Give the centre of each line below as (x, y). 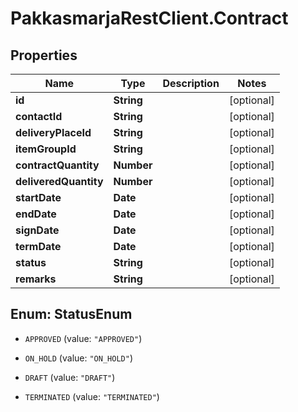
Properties (44, 55)
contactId (39, 116)
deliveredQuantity (59, 181)
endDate (36, 214)
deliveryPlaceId (53, 132)
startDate (38, 197)
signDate (37, 230)
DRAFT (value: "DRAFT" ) (70, 377)
